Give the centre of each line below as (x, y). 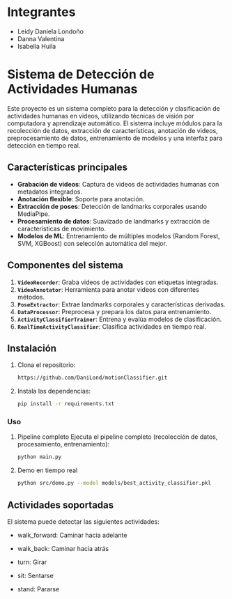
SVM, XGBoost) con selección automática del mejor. (92, 243)
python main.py (39, 457)
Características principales (67, 168)
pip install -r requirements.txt (66, 404)
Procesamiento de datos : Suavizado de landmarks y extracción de (114, 221)
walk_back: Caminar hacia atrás (63, 548)
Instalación (32, 348)
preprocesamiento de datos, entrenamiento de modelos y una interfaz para (115, 138)
